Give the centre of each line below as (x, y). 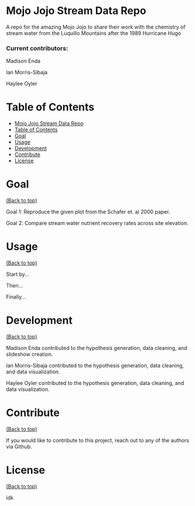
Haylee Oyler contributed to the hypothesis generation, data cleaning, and (95, 383)
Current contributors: (37, 48)
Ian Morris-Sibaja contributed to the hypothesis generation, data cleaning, (95, 365)
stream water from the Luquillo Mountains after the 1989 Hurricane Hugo (93, 33)
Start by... (18, 274)
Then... (15, 286)
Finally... (16, 297)
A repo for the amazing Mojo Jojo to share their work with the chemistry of (96, 27)
